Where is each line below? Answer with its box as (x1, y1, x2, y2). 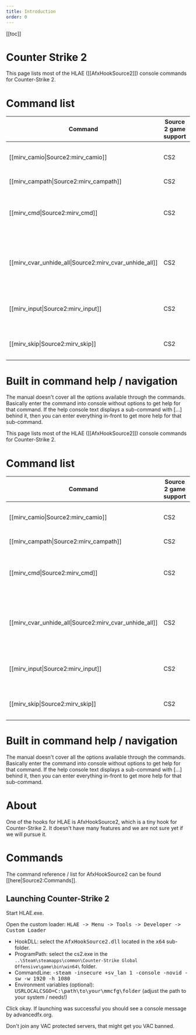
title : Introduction (6, 8, 57, 15)
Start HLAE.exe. (6, 909, 44, 916)
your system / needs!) (14, 993, 68, 1000)
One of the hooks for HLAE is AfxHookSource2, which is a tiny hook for (6, 818, 177, 825)
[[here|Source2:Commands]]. (6, 877, 77, 884)
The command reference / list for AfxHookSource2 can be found (6, 871, 162, 878)
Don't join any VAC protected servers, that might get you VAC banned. (6, 1022, 175, 1029)
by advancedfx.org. (6, 1011, 54, 1018)
